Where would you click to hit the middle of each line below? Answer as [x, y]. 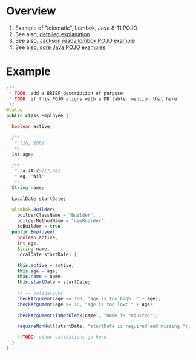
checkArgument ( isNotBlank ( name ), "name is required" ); [88, 315]
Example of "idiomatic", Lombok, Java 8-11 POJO [76, 28]
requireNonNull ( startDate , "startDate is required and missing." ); [104, 326]
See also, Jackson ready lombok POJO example [75, 40]
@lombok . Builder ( [34, 210]
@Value [15, 110]
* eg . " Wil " [29, 176]
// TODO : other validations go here [62, 337]
